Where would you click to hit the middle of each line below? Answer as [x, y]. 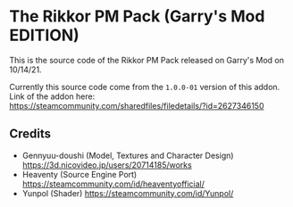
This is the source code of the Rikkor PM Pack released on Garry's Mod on [146, 60]
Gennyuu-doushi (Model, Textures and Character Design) [128, 155]
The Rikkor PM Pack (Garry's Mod [137, 17]
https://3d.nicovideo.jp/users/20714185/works [107, 165]
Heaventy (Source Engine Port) [80, 174]
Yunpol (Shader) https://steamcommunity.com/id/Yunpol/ [128, 193]
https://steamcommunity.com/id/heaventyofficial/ [113, 184]
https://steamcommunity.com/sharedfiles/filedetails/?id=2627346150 [137, 105]
